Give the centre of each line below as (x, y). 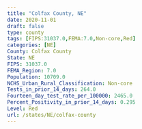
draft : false (26, 26)
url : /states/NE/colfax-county (52, 115)
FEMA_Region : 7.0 (32, 70)
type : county (26, 32)
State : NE (21, 58)
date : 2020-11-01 (32, 20)
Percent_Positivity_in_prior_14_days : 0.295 (71, 102)
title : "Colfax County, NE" (47, 13)
